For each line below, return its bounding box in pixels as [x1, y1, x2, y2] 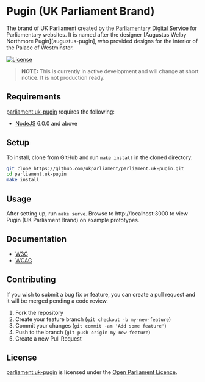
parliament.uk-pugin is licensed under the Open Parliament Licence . [6, 369, 178, 376]
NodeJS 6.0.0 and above [15, 120, 78, 127]
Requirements [6, 92, 61, 102]
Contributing [6, 275, 56, 285]
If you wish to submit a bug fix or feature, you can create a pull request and [6, 290, 195, 298]
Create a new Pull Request [15, 334, 82, 342]
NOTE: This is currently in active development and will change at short [21, 67, 199, 74]
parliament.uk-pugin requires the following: [6, 108, 115, 115]
